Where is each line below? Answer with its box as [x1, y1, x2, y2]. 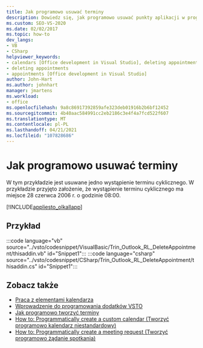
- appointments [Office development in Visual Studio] [6, 71, 147, 77]
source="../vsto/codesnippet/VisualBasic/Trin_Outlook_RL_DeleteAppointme [6, 243, 196, 251]
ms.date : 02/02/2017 [6, 25, 59, 32]
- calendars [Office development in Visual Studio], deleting [6, 59, 166, 65]
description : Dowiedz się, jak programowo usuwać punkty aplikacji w [6, 15, 185, 21]
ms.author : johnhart [6, 82, 59, 88]
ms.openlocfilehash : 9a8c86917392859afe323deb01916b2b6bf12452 [6, 104, 169, 111]
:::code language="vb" [6, 237, 63, 244]
